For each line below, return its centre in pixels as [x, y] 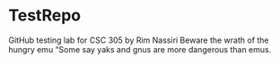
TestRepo [45, 16]
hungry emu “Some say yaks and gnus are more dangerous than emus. [140, 49]
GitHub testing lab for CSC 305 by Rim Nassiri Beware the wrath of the [139, 40]
